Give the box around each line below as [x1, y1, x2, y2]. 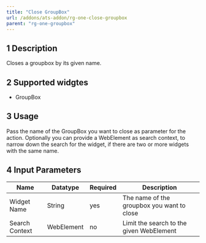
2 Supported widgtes [6, 77, 89, 88]
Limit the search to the [122, 218, 187, 227]
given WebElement [122, 226, 177, 235]
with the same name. [6, 147, 59, 154]
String [47, 201, 65, 209]
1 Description [6, 43, 58, 53]
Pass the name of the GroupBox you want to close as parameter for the [6, 127, 186, 135]
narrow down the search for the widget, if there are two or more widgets [6, 141, 189, 148]
